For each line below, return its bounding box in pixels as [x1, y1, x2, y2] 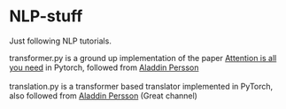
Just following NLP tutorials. [9, 35, 112, 46]
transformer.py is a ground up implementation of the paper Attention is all [9, 52, 277, 63]
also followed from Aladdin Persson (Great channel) [9, 90, 197, 101]
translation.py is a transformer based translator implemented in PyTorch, [9, 81, 274, 91]
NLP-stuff [9, 6, 83, 27]
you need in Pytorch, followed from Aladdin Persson [9, 62, 199, 73]
